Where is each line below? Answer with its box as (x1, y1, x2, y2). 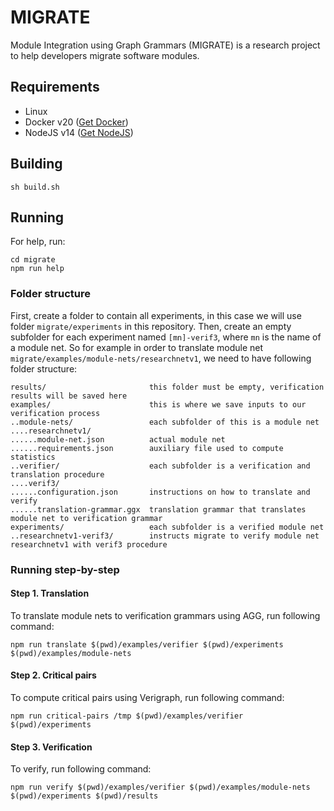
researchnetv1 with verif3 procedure (10, 539, 168, 550)
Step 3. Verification (10, 741, 93, 753)
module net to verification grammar (10, 513, 163, 523)
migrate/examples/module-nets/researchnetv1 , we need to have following (10, 352, 312, 364)
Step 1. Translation (10, 587, 90, 600)
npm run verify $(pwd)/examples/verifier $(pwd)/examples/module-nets (10, 782, 311, 793)
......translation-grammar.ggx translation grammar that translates (10, 504, 307, 515)
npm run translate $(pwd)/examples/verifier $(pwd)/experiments (10, 639, 284, 650)
